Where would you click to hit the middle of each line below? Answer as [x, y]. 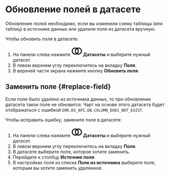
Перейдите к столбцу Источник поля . [54, 157]
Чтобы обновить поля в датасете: [42, 39]
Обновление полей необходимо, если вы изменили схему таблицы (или [84, 23]
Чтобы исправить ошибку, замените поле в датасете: [64, 120]
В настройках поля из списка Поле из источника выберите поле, [84, 162]
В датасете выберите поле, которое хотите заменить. [71, 152]
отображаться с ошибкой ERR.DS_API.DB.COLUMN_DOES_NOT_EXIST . [75, 110]
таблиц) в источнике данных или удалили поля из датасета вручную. [81, 29]
